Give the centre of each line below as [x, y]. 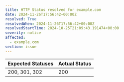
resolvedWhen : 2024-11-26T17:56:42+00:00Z [50, 24]
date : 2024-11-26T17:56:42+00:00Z [41, 14]
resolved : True [21, 19]
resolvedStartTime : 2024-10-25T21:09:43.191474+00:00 [62, 28]
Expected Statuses [31, 64]
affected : [15, 38]
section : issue [21, 47]
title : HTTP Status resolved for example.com [53, 10]
